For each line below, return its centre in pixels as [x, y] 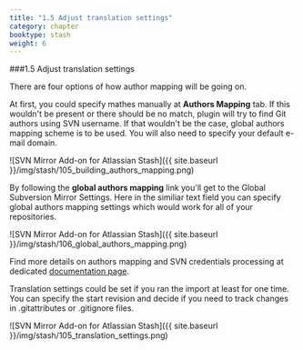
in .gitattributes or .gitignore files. [72, 308]
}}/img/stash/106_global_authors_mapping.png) [98, 244]
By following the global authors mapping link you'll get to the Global [138, 188]
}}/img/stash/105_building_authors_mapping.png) [102, 170]
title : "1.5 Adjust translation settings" [91, 18]
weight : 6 [28, 43]
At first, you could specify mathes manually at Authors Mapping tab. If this [150, 105]
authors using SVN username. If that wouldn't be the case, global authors [147, 124]
